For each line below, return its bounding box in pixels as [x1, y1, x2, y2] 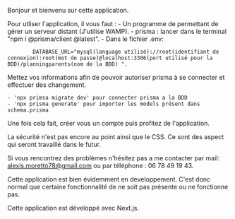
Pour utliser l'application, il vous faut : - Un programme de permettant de [7, 20, 219, 28]
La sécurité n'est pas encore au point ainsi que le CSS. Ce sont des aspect [7, 133, 224, 141]
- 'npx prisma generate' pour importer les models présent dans [7, 100, 200, 107]
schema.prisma [7, 107, 49, 114]
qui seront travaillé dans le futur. [7, 141, 101, 148]
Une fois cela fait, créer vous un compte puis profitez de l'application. [7, 119, 210, 127]
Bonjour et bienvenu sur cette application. [7, 6, 129, 14]
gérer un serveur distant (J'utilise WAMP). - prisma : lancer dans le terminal [7, 28, 227, 35]
